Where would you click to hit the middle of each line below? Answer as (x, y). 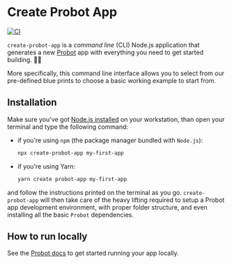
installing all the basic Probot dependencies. (70, 215)
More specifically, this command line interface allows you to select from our (116, 73)
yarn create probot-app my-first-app (72, 179)
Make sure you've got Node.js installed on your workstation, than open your (116, 119)
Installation (32, 103)
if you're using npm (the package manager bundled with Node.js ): (110, 140)
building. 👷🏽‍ (24, 59)
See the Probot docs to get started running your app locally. (93, 253)
